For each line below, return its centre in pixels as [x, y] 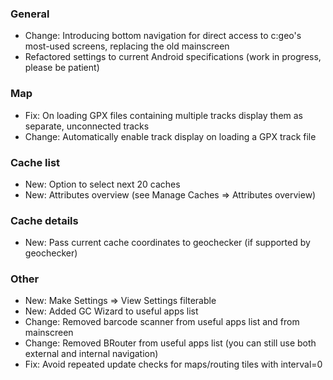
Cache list [35, 162]
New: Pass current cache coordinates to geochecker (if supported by [167, 243]
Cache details [44, 220]
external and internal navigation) [91, 354]
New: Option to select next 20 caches [102, 184]
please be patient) [62, 68]
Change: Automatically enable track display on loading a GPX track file [170, 136]
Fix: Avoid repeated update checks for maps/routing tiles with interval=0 [173, 364]
